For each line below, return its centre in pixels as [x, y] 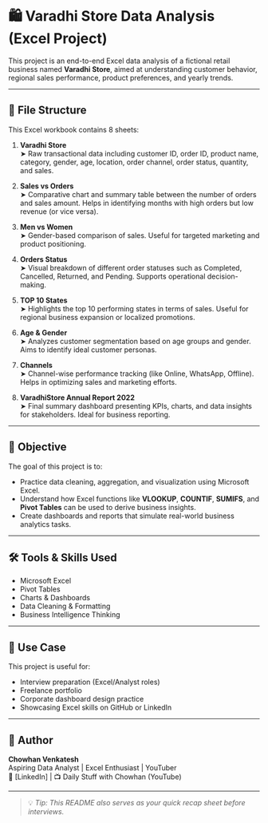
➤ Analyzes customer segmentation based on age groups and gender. [135, 341]
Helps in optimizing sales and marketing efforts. [98, 382]
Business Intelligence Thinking [70, 615]
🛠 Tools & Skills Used [63, 558]
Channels [36, 365]
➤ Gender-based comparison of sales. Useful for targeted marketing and [140, 235]
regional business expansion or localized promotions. [107, 317]
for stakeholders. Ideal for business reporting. [95, 414]
